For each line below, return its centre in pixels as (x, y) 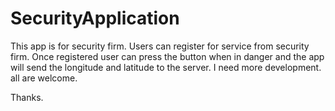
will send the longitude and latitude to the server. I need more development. (166, 67)
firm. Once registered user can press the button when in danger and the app (167, 56)
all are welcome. (44, 78)
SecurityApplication (95, 18)
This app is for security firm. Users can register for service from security (160, 46)
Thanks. (27, 97)
